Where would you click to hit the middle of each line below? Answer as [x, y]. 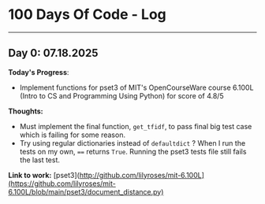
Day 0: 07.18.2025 [53, 53]
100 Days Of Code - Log [88, 15]
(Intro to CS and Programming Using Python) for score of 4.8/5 [121, 95]
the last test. [40, 160]
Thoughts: [26, 111]
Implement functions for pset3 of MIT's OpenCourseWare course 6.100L [136, 87]
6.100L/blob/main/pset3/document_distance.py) [86, 191]
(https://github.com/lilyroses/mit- [62, 184]
